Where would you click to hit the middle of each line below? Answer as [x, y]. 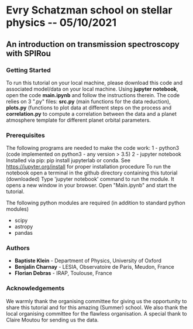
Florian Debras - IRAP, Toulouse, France [63, 273]
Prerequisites [25, 135]
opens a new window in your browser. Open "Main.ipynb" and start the [92, 186]
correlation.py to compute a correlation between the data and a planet [92, 114]
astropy [24, 227]
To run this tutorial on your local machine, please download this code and [94, 83]
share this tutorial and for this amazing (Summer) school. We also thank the [97, 307]
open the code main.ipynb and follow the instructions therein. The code [93, 95]
